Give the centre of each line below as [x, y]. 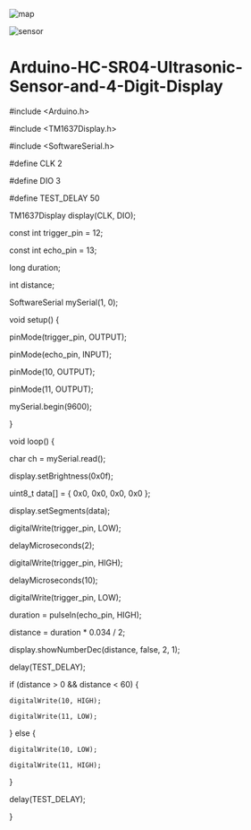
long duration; [35, 267]
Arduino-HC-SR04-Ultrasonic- [126, 68]
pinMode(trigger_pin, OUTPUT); [68, 337]
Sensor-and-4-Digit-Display [116, 86]
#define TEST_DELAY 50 [54, 198]
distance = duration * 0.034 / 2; [67, 632]
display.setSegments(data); [59, 510]
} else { [22, 733]
